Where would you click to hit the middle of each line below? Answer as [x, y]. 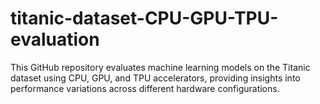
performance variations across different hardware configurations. [145, 88]
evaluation [55, 39]
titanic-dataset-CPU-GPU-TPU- [144, 18]
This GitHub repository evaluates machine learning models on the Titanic [160, 67]
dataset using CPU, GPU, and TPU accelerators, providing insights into [155, 78]
